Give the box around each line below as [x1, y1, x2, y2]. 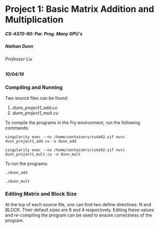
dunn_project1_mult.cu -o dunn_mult [5, 152, 81, 157]
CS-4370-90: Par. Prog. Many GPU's [5, 31, 83, 37]
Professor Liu [5, 56, 33, 62]
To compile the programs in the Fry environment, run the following [5, 119, 140, 125]
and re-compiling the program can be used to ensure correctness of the [5, 212, 152, 218]
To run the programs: [5, 160, 49, 166]
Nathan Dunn [5, 43, 34, 49]
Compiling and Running [5, 83, 63, 90]
